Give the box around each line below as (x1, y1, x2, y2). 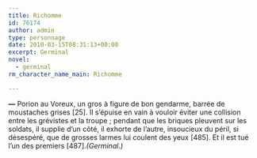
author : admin (8, 26, 56, 34)
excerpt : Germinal (8, 48, 69, 56)
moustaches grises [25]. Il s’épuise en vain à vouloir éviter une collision (8, 107, 241, 117)
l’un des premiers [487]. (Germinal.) (8, 141, 124, 150)
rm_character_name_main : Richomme (8, 70, 123, 78)
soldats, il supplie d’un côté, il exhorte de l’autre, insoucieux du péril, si (8, 124, 240, 134)
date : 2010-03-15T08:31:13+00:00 (8, 41, 119, 49)
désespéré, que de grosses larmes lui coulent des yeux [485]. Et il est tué (8, 132, 249, 142)
